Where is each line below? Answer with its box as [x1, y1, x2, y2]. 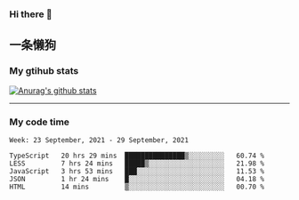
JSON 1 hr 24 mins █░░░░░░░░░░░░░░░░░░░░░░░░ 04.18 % [9, 174, 265, 183]
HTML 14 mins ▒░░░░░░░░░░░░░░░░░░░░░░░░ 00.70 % [9, 182, 265, 191]
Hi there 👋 [9, 8, 53, 20]
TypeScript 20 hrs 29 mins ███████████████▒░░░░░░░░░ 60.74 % [9, 151, 265, 160]
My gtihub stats [9, 65, 79, 77]
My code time [9, 116, 69, 128]
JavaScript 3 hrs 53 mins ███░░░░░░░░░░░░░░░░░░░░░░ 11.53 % [9, 166, 265, 176]
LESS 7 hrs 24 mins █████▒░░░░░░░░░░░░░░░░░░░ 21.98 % [9, 159, 265, 168]
